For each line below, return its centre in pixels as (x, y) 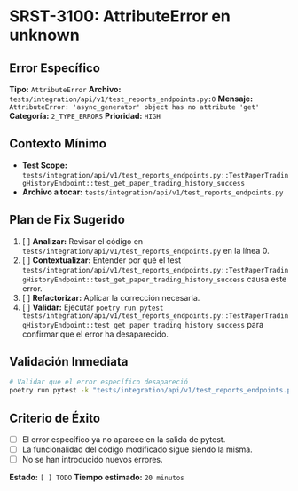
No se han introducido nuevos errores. (92, 460)
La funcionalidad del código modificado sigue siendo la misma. (137, 449)
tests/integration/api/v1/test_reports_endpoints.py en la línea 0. (145, 250)
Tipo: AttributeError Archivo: (65, 89)
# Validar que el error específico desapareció (99, 382)
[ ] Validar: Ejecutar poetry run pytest (93, 307)
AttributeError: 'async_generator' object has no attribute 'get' (134, 107)
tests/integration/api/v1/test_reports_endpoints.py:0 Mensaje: (131, 99)
